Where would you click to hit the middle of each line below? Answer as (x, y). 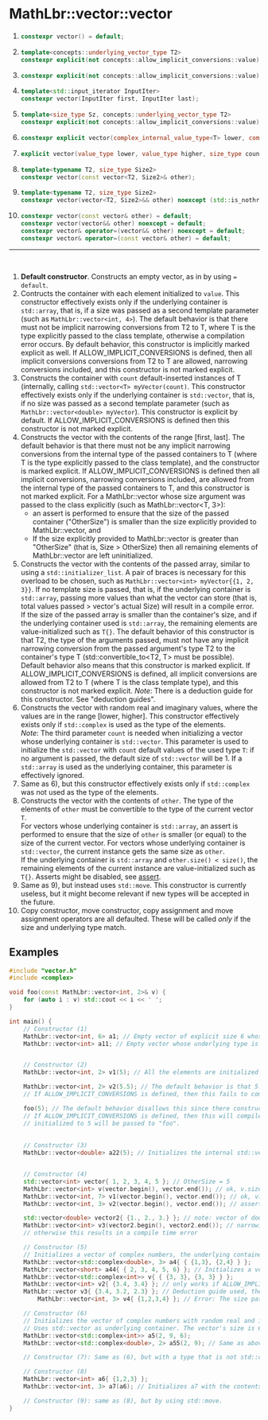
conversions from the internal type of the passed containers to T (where (139, 453)
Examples (34, 953)
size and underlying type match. (73, 927)
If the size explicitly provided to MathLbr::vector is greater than (136, 539)
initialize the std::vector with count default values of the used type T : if (137, 749)
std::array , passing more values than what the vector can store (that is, (139, 597)
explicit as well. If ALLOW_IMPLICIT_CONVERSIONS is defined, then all (136, 352)
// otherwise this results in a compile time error (111, 1233)
